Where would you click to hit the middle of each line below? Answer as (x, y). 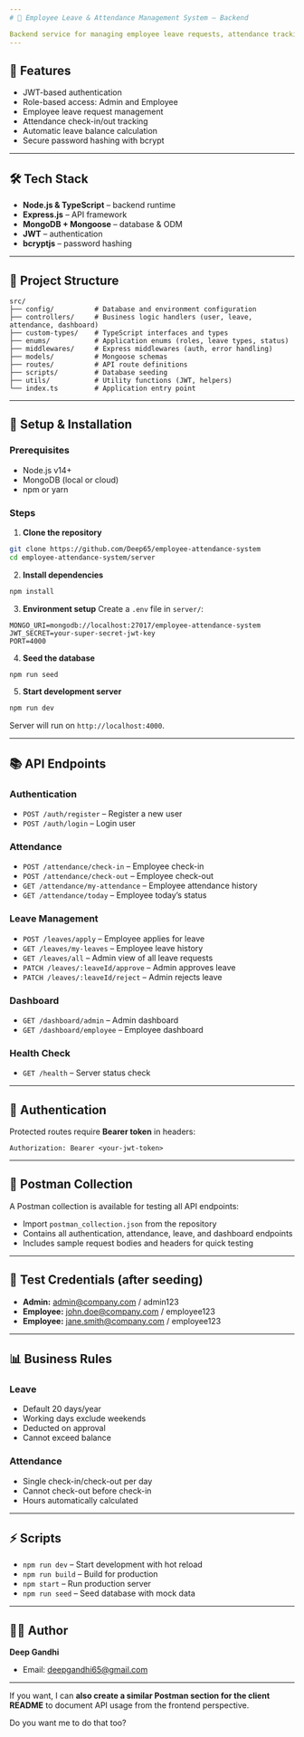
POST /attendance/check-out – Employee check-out (118, 876)
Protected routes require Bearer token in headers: (103, 1131)
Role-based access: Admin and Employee (100, 102)
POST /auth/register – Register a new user (102, 813)
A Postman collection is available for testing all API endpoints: (124, 1206)
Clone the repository (62, 532)
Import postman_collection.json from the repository (119, 1224)
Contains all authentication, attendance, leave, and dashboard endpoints (157, 1233)
